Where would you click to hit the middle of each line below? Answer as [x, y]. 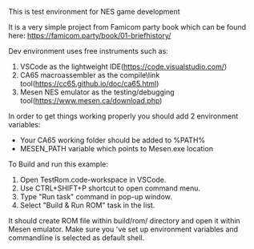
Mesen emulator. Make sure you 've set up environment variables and [123, 229]
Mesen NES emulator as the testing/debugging [97, 92]
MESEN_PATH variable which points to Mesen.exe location [117, 149]
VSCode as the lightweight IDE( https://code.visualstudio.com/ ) [123, 66]
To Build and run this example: [58, 164]
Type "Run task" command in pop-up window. [96, 197]
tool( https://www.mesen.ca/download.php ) [91, 100]
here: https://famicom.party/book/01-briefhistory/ [90, 36]
